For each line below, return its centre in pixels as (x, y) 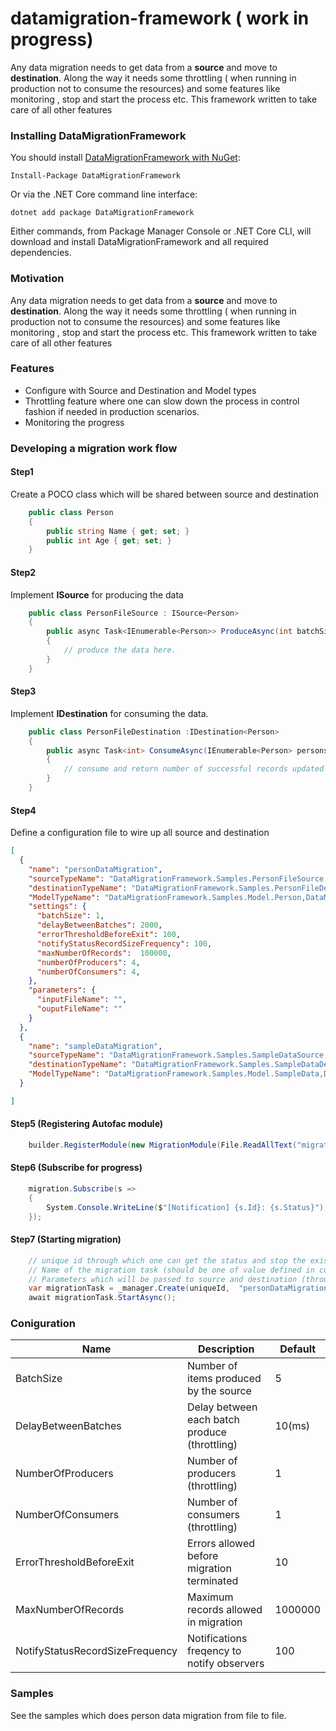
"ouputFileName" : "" (79, 1009)
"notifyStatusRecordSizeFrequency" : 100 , (124, 943)
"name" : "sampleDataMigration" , (95, 1046)
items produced (224, 1379)
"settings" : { (57, 907)
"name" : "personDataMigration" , (95, 869)
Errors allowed (221, 1544)
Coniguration (43, 1324)
